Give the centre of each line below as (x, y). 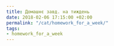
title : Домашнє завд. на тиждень (48, 12)
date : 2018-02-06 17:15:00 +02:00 (49, 17)
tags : (13, 28)
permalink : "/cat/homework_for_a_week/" (58, 23)
